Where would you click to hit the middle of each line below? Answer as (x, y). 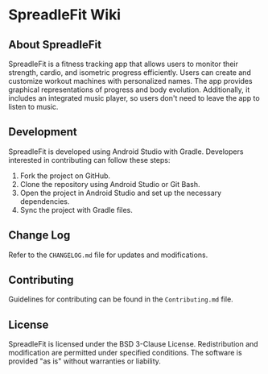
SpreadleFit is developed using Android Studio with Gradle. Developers (126, 152)
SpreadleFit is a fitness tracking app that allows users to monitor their (124, 64)
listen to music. (33, 107)
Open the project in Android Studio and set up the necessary (121, 193)
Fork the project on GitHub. (65, 176)
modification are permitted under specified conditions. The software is (126, 353)
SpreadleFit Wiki (65, 15)
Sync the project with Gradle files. (76, 210)
